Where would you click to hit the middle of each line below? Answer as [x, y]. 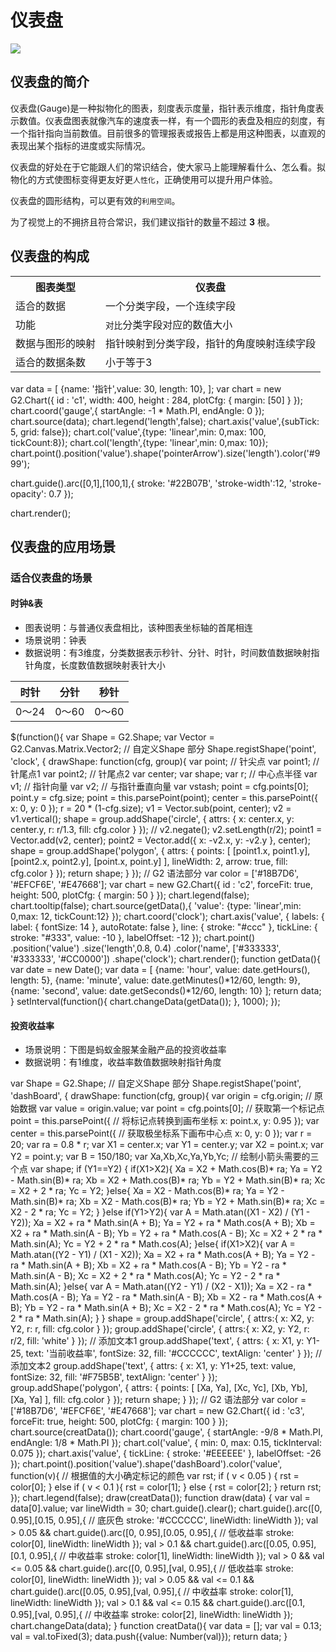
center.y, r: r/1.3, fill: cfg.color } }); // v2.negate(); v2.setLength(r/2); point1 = [166, 830]
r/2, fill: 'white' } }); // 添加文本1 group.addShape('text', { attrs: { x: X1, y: [157, 1341]
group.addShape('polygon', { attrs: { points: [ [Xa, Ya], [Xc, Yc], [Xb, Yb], [159, 1388]
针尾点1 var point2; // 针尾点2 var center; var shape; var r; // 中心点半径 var [164, 774]
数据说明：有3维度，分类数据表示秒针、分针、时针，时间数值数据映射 [168, 653]
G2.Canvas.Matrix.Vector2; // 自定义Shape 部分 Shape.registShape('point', [163, 749]
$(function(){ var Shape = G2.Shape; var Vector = [112, 737]
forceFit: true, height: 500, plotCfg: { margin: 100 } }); [119, 1422]
